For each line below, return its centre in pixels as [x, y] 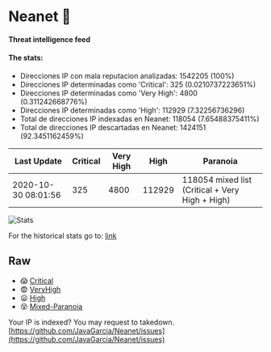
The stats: [26, 58]
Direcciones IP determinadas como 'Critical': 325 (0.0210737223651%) [138, 84]
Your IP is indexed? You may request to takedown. [92, 322]
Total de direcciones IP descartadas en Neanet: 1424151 [113, 127]
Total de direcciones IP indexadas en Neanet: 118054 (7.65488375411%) [140, 119]
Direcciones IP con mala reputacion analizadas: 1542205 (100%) [127, 75]
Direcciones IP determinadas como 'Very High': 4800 [108, 93]
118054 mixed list [217, 180]
